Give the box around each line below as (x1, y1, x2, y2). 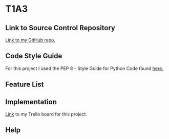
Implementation (5, 98, 57, 106)
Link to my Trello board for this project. (5, 111, 88, 118)
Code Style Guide (5, 52, 62, 60)
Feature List (5, 80, 44, 89)
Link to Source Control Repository (5, 24, 115, 32)
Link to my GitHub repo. (5, 37, 55, 43)
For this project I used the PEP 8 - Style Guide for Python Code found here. (5, 65, 164, 72)
